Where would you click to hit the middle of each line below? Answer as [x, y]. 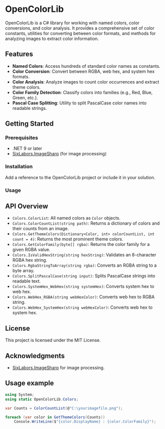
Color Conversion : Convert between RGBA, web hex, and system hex [83, 71]
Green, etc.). [25, 97]
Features [19, 54]
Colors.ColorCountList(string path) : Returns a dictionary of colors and [86, 223]
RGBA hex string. [30, 260]
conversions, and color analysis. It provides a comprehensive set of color [80, 28]
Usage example [30, 383]
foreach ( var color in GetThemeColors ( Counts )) [55, 417]
